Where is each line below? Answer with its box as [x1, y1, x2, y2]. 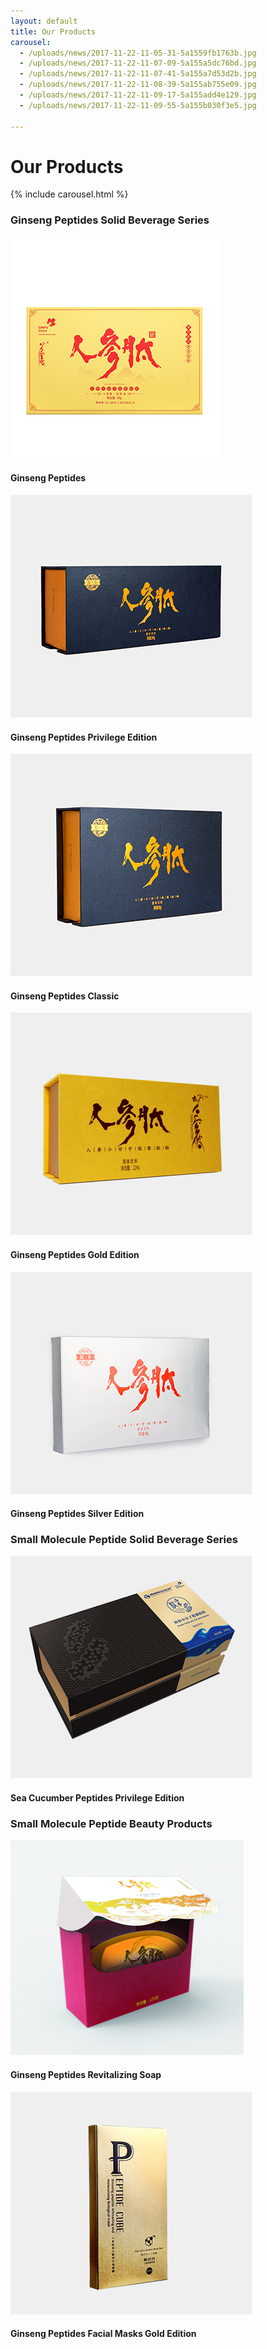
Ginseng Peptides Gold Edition [10, 1248, 140, 1260]
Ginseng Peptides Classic [10, 990, 120, 1002]
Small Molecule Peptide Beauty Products [10, 1816, 213, 1830]
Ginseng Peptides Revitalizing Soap [10, 2068, 162, 2080]
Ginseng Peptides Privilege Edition [10, 731, 158, 743]
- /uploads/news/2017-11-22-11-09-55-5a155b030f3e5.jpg [19, 100, 257, 110]
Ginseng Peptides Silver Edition [10, 1508, 145, 1520]
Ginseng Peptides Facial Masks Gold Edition [10, 2328, 197, 2340]
